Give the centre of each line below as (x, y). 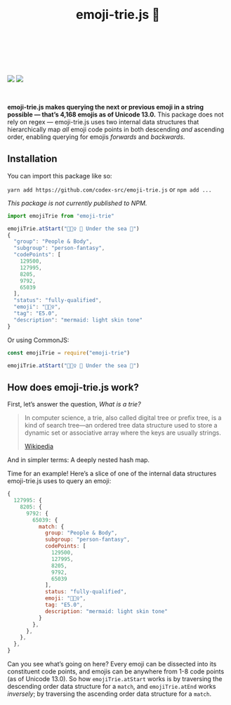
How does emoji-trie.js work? (73, 387)
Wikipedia (39, 447)
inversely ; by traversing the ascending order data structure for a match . (110, 694)
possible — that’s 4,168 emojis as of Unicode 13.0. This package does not (115, 114)
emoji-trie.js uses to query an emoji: (59, 481)
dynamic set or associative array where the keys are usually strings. (123, 433)
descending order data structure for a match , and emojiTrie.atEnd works (112, 687)
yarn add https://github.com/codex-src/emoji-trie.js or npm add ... (110, 189)
